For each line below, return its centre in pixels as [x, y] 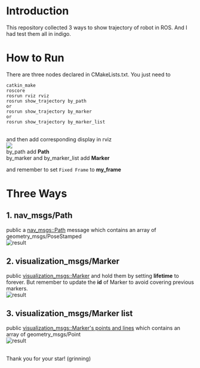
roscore [16, 91]
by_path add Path [28, 151]
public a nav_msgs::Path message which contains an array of [81, 230]
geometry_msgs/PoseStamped [44, 236]
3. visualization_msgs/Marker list [70, 313]
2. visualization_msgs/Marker [63, 262]
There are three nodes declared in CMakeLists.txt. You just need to [89, 74]
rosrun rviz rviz [28, 96]
